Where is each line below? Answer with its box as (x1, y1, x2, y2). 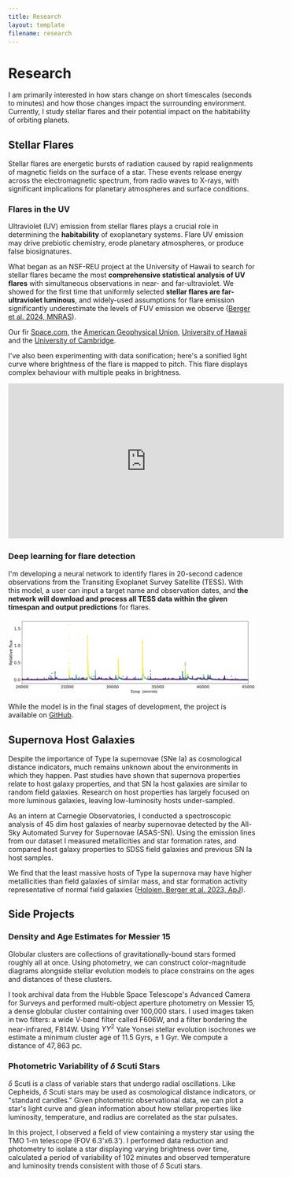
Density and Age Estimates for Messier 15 (8, 932, 171, 943)
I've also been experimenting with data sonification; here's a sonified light (8, 351, 248, 361)
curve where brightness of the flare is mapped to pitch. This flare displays (8, 359, 248, 369)
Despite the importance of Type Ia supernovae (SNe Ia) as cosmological (8, 754, 242, 764)
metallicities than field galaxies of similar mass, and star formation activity (8, 876, 248, 886)
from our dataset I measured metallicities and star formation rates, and (8, 836, 238, 846)
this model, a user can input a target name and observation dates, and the (8, 585, 249, 595)
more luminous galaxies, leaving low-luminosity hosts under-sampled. (8, 796, 235, 806)
